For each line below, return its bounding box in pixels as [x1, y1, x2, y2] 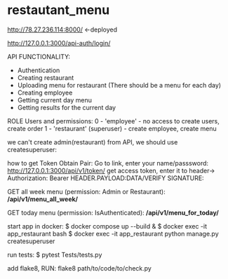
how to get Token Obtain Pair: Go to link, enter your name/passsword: [7, 158, 209, 167]
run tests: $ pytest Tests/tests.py [7, 250, 102, 259]
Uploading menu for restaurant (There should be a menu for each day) [17, 81, 222, 89]
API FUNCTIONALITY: [7, 52, 71, 61]
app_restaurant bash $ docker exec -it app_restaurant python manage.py [7, 229, 219, 238]
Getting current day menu [17, 95, 93, 104]
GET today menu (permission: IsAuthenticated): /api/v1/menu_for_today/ [7, 208, 219, 217]
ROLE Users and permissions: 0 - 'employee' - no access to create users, [7, 116, 220, 125]
